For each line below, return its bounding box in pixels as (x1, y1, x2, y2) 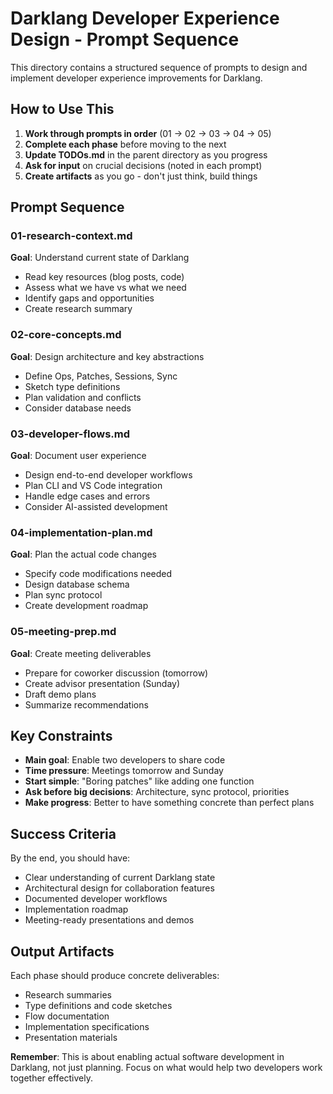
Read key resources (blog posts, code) (24, 271, 185, 283)
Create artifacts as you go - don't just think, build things (24, 170, 258, 182)
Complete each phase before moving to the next (24, 138, 227, 150)
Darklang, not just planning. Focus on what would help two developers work (10, 1062, 323, 1074)
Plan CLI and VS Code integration (24, 480, 163, 492)
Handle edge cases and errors (24, 490, 151, 502)
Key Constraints (10, 728, 113, 745)
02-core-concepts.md (10, 328, 122, 342)
